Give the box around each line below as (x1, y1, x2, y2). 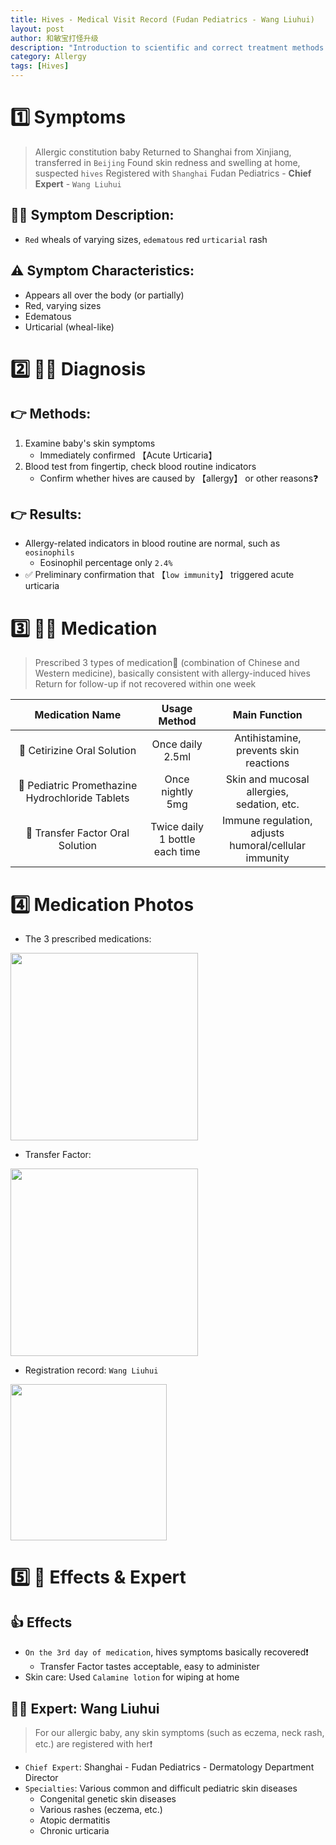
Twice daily (150, 820, 204, 834)
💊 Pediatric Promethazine (18, 779, 138, 793)
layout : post (10, 24, 65, 34)
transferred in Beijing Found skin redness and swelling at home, (34, 156, 301, 168)
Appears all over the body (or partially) (24, 289, 185, 301)
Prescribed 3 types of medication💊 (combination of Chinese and (34, 657, 300, 669)
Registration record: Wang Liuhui (24, 1364, 159, 1376)
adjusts (250, 826, 285, 840)
